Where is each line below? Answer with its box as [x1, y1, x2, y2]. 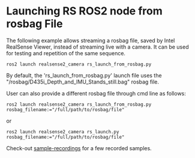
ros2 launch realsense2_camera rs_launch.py [6, 129, 119, 135]
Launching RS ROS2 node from [6, 4, 163, 18]
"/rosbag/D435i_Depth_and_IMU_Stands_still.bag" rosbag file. [6, 78, 160, 85]
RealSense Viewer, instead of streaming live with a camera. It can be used [6, 43, 189, 50]
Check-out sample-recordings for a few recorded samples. [6, 144, 152, 151]
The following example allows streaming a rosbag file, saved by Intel [6, 37, 175, 44]
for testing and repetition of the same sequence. [6, 49, 126, 56]
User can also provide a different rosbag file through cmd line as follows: [6, 90, 186, 97]
